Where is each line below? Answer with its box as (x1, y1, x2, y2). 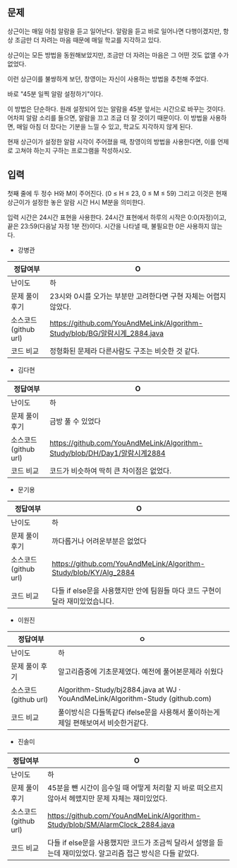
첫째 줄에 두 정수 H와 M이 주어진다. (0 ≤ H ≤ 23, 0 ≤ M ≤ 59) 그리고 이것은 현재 (7, 189, 228, 197)
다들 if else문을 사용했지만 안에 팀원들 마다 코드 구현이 (51, 586, 221, 596)
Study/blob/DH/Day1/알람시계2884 (49, 448, 166, 458)
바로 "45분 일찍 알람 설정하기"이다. (7, 89, 104, 98)
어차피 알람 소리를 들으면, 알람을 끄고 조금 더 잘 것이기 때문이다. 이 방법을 (7, 113, 208, 122)
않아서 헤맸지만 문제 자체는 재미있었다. (47, 793, 168, 803)
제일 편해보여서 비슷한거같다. (58, 717, 149, 727)
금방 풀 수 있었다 (49, 416, 101, 426)
